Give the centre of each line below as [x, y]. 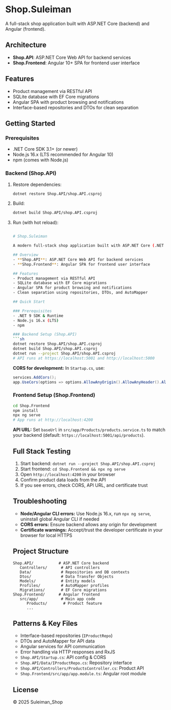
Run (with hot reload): [35, 223]
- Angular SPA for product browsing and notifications [72, 288]
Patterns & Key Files [45, 623]
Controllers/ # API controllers [60, 567]
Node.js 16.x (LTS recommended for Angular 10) [63, 155]
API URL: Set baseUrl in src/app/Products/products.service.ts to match [89, 430]
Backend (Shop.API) [31, 173]
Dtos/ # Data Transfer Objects [67, 576]
